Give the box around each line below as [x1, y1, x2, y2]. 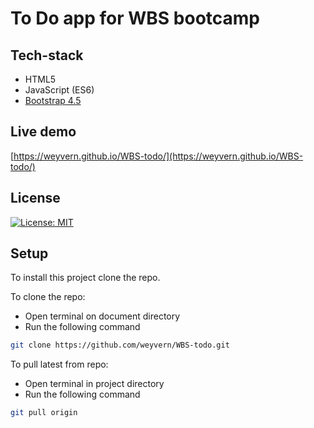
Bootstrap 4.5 [24, 95, 82, 106]
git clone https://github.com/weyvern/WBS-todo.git [10, 340, 230, 351]
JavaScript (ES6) [24, 84, 95, 96]
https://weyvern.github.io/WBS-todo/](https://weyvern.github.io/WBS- [13, 150, 304, 162]
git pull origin [10, 408, 78, 418]
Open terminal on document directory [24, 310, 181, 322]
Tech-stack [10, 47, 84, 64]
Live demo [10, 123, 77, 141]
